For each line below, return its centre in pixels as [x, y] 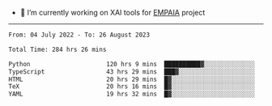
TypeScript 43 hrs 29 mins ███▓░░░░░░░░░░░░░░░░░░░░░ [132, 72]
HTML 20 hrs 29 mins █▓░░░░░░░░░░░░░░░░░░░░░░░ [132, 79]
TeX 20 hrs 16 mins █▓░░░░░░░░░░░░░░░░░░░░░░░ [132, 87]
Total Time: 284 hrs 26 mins [57, 49]
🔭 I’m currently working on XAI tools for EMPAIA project [113, 13]
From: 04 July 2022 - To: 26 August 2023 [79, 35]
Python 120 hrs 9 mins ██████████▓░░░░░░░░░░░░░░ [132, 64]
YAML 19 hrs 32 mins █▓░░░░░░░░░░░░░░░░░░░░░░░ [132, 94]
